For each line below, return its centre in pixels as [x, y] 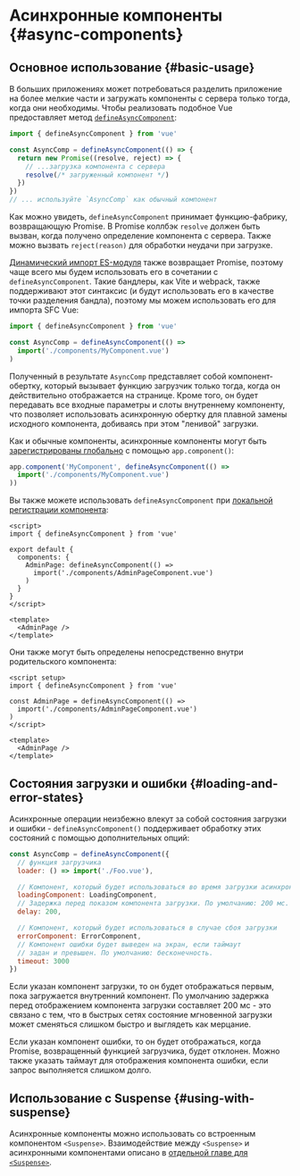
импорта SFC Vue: [44, 310]
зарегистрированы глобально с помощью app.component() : [122, 450]
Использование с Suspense [90, 1098]
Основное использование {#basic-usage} [132, 67]
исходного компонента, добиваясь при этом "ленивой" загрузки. [134, 423]
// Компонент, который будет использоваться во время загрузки [137, 887]
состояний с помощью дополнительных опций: [100, 838]
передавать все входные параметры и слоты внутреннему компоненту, [147, 405]
